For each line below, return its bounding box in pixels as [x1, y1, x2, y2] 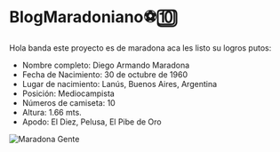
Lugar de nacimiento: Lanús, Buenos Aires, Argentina [21, 78, 218, 89]
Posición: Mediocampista [21, 88, 116, 99]
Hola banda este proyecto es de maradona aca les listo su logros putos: [9, 42, 272, 53]
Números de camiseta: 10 [21, 97, 116, 108]
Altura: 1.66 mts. [21, 107, 82, 117]
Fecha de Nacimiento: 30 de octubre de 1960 [21, 68, 188, 80]
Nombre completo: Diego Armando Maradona [21, 60, 190, 70]
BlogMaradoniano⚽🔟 [9, 7, 178, 28]
